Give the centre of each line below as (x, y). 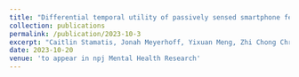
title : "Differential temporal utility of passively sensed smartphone (145, 17)
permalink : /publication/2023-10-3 (75, 34)
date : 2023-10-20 (41, 50)
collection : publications (57, 26)
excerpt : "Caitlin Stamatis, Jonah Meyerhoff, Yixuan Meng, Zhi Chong (143, 42)
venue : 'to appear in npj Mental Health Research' (105, 58)
